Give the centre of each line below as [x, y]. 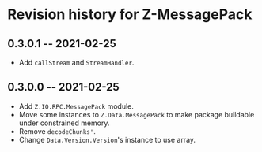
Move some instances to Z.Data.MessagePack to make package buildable [137, 114]
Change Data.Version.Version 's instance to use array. [107, 139]
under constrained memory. [64, 123]
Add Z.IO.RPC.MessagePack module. [76, 106]
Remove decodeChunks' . [57, 131]
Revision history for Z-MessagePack [130, 15]
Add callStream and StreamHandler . [76, 62]
